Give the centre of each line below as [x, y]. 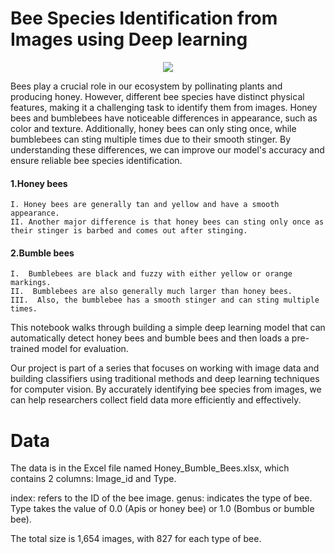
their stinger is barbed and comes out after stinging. [129, 231]
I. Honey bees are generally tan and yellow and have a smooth [145, 205]
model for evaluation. [85, 349]
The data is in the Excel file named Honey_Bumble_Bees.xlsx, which [150, 468]
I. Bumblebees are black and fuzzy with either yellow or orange [151, 274]
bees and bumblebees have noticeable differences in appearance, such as [164, 118]
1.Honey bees [39, 183]
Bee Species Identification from [144, 18]
